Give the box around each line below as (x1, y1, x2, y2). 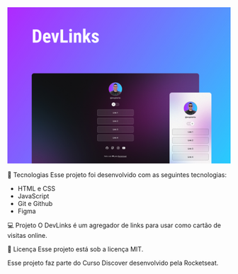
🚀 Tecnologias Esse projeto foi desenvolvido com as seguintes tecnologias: (7, 171, 227, 179)
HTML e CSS (17, 184, 56, 193)
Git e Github (17, 200, 53, 208)
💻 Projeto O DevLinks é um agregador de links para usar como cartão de (7, 221, 222, 229)
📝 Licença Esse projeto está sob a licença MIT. (7, 245, 144, 253)
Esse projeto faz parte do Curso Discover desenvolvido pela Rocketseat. (7, 258, 219, 268)
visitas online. (7, 232, 47, 240)
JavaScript (17, 192, 50, 200)
